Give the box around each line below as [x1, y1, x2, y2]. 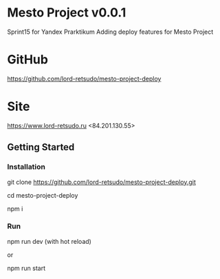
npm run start [7, 264, 46, 272]
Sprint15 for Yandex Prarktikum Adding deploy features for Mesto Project [7, 28, 214, 36]
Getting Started [7, 141, 75, 153]
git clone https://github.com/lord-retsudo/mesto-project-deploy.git [7, 178, 196, 186]
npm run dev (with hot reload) [7, 237, 91, 245]
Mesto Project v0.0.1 [7, 5, 126, 21]
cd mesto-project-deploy [7, 191, 78, 199]
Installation [7, 162, 46, 172]
